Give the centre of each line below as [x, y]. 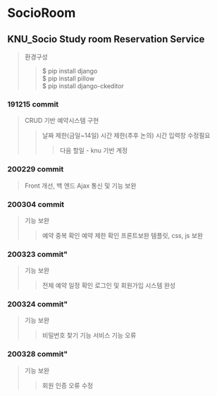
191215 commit [33, 104]
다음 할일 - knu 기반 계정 [94, 150]
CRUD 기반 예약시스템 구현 [62, 121]
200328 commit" [38, 354]
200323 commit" [38, 254]
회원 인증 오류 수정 [68, 385]
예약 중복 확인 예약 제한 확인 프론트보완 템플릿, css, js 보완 [122, 235]
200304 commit [36, 204]
